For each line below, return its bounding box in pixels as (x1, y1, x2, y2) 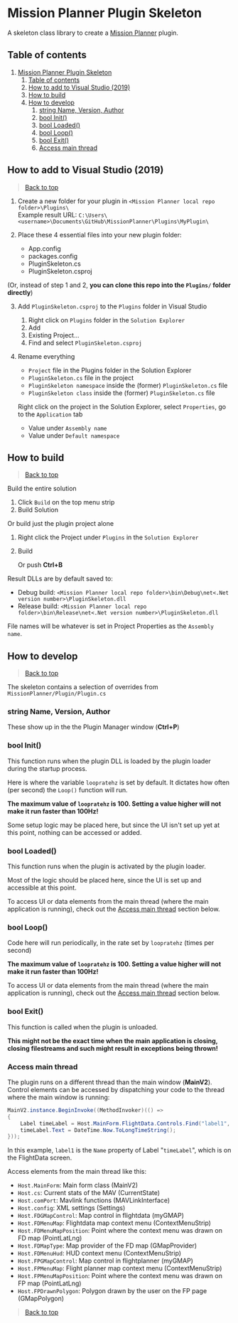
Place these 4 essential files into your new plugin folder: (17, 230, 183, 239)
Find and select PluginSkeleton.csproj (28, 338, 142, 347)
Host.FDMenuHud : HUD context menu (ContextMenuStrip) (17, 1249, 182, 1258)
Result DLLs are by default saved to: (7, 574, 114, 583)
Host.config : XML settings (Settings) (17, 1204, 126, 1212)
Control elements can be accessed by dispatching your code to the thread (7, 1085, 225, 1093)
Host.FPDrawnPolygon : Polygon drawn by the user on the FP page (17, 1287, 207, 1295)
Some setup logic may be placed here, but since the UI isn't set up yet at (7, 821, 220, 829)
